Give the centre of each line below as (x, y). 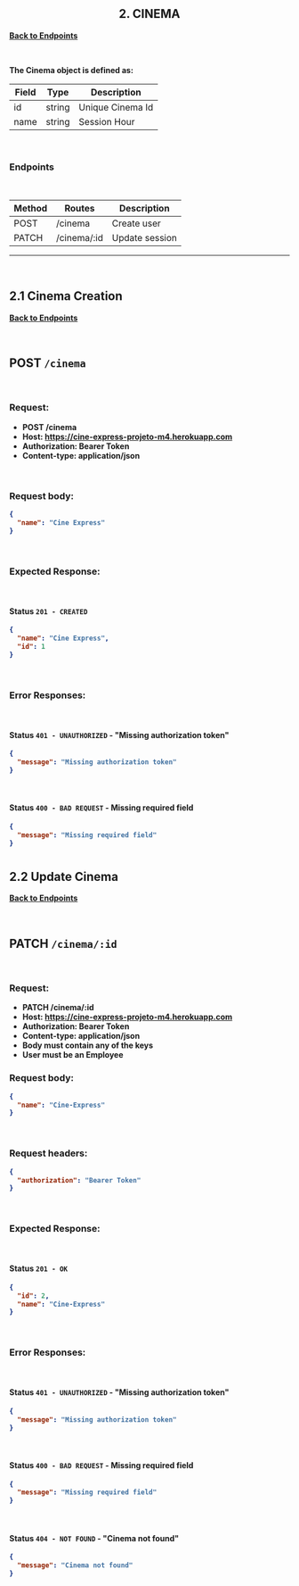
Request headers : (48, 1153)
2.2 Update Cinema (64, 876)
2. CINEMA (149, 14)
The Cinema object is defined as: (71, 70)
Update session (145, 237)
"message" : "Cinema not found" (75, 1565)
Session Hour (107, 121)
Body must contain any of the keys (88, 1045)
